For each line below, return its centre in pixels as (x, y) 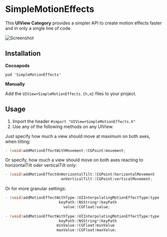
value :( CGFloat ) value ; (87, 207)
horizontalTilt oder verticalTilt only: (41, 165)
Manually (15, 84)
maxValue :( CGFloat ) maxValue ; (87, 230)
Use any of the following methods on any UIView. (63, 126)
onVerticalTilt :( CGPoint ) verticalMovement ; (107, 179)
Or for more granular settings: (36, 189)
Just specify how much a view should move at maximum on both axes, (78, 136)
